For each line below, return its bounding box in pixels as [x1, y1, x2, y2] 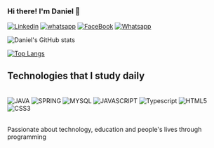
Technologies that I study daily [7, 69, 145, 81]
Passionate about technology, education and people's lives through [7, 125, 202, 133]
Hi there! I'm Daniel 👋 [7, 6, 81, 16]
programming [7, 133, 47, 141]
